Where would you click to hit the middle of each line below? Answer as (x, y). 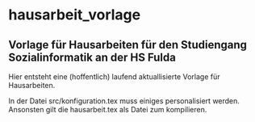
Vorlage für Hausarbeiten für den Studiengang (128, 45)
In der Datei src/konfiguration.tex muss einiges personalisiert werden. (124, 101)
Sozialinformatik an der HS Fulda (92, 57)
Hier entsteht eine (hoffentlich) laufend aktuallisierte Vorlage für (114, 77)
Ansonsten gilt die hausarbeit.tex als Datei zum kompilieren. (108, 109)
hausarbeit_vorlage (75, 15)
